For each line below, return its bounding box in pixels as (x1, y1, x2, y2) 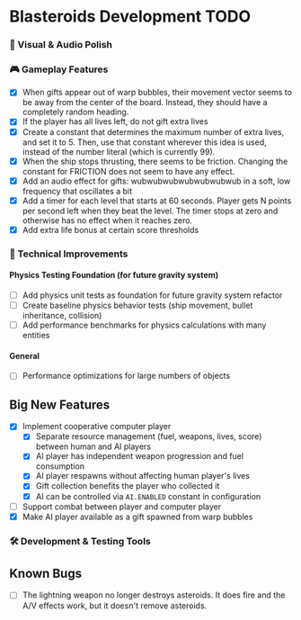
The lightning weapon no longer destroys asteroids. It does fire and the (22, 589, 286, 600)
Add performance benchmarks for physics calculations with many (22, 319, 267, 330)
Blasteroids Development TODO (9, 6, 252, 27)
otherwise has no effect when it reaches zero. (22, 214, 193, 226)
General (9, 350, 40, 361)
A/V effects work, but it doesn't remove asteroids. (22, 600, 208, 611)
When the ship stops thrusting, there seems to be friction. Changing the (22, 156, 288, 166)
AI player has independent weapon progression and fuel (35, 451, 244, 462)
